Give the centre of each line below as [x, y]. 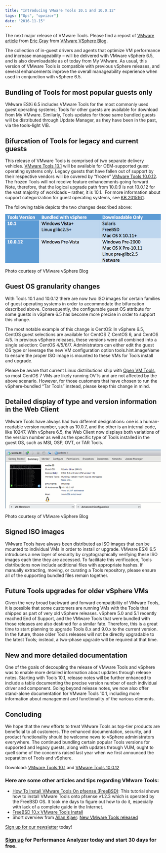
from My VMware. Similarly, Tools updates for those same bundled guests [80, 115]
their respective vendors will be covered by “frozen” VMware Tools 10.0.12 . [81, 176]
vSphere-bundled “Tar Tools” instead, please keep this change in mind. [78, 386]
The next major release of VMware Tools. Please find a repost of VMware [80, 36]
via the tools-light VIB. [28, 125]
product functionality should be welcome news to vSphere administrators [80, 737]
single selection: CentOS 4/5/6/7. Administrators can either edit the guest [80, 345]
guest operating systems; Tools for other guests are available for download [82, 110]
